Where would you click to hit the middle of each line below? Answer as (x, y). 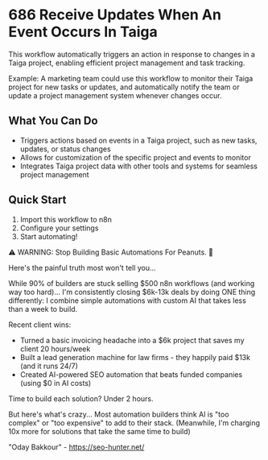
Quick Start (37, 200)
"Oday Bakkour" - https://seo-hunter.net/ (76, 447)
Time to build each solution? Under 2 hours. (81, 398)
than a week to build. (43, 309)
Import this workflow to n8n (66, 219)
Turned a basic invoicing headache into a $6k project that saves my (132, 340)
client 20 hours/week (55, 349)
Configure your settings (59, 228)
